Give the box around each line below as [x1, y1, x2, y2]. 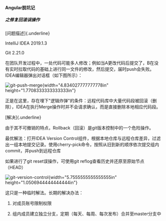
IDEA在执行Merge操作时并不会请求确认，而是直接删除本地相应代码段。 [15, 104, 161, 110]
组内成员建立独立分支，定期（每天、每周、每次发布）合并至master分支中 [12, 211, 162, 217]
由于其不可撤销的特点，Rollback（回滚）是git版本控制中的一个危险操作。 [5, 125, 154, 131]
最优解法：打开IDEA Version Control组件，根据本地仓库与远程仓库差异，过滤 [5, 135, 161, 141]
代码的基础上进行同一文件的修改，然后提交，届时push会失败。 [26, 66, 155, 72]
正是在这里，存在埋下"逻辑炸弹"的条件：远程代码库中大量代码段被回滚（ [5, 97, 153, 103]
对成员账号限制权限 [12, 200, 52, 206]
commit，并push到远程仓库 [5, 147, 61, 153]
